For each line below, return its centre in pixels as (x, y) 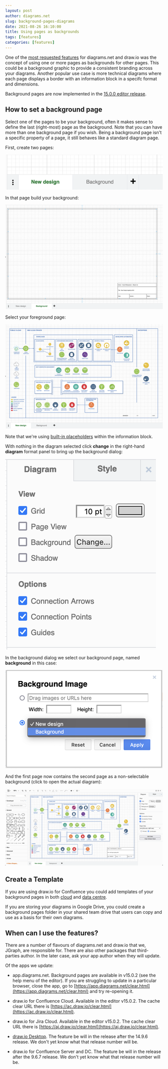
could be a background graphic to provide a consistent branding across (79, 68)
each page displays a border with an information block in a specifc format (81, 78)
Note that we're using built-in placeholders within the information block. (79, 436)
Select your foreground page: (35, 317)
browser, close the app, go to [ (44, 986)
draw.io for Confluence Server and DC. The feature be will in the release (87, 1052)
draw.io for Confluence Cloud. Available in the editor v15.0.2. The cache (86, 1001)
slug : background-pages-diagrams (40, 21)
